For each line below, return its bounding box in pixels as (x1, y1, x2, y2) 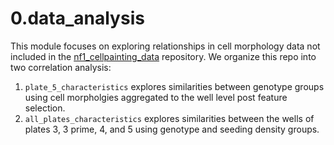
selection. (24, 102, 66, 114)
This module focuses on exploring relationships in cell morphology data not (10, 40, 321, 52)
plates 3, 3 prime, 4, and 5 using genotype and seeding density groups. (24, 123, 320, 135)
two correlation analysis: (10, 61, 112, 73)
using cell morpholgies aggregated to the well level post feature (24, 91, 288, 103)
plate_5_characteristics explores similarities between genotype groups (24, 80, 325, 92)
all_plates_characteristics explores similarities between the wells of (24, 112, 315, 124)
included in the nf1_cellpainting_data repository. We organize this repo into (10, 50, 317, 62)
